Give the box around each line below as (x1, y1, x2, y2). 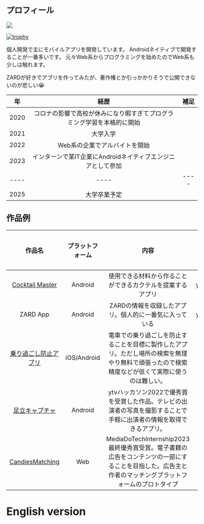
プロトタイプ (141, 480, 178, 488)
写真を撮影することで (126, 406, 188, 415)
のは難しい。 (129, 376, 167, 385)
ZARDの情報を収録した (109, 301, 175, 309)
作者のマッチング (108, 471, 158, 479)
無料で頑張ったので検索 (120, 358, 188, 367)
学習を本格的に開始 (85, 118, 141, 126)
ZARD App (19, 310, 50, 319)
